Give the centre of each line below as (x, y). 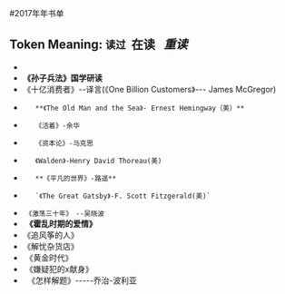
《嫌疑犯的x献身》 (59, 269)
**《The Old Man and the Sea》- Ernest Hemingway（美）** (140, 108)
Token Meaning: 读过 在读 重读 (98, 45)
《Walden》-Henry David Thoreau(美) (98, 161)
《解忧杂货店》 (50, 246)
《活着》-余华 (57, 125)
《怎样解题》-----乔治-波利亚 (82, 280)
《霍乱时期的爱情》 (61, 223)
